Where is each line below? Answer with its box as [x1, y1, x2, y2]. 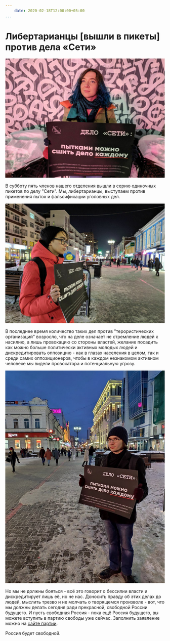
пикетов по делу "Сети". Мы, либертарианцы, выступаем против [5, 188, 146, 194]
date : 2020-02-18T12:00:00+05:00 [14, 8, 85, 13]
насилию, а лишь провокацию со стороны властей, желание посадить [5, 339, 158, 345]
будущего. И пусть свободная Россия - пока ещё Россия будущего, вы [5, 610, 159, 616]
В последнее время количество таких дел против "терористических [5, 328, 154, 334]
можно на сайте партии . [5, 620, 58, 626]
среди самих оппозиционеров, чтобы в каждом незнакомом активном [5, 355, 159, 361]
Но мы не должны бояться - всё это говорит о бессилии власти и [5, 588, 148, 594]
